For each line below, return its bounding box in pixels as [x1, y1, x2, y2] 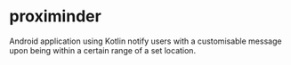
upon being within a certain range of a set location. [9, 45, 197, 55]
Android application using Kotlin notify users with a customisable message [9, 36, 282, 46]
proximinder [9, 6, 102, 27]
